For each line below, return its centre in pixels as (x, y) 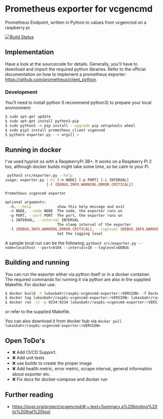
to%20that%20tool (31, 412)
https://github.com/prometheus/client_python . (51, 79)
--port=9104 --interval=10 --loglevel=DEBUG (83, 248)
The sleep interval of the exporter (94, 225)
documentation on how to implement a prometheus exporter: (66, 74)
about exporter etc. (31, 374)
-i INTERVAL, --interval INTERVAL (44, 220)
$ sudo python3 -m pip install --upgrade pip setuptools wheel (70, 126)
